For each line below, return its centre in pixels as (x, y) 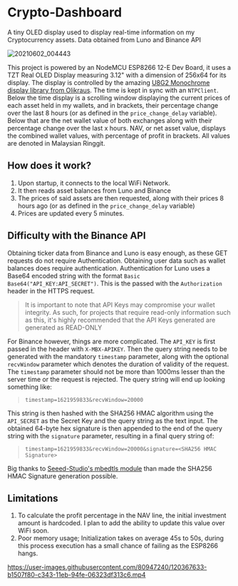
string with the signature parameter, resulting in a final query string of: (111, 435)
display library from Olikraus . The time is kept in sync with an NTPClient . (113, 90)
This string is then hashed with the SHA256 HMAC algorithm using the (110, 413)
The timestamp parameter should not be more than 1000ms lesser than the (116, 371)
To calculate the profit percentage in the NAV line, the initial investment (122, 515)
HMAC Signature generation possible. (63, 476)
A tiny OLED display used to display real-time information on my (101, 32)
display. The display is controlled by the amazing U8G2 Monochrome (109, 82)
